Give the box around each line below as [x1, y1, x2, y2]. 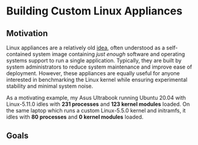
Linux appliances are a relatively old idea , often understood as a [6, 44, 165, 51]
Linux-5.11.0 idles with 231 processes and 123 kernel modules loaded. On [6, 100, 190, 108]
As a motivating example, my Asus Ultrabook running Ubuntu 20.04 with [6, 94, 186, 101]
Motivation [6, 28, 48, 39]
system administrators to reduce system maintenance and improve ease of [6, 63, 192, 70]
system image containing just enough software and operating [32, 51, 185, 58]
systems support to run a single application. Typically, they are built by [6, 57, 182, 64]
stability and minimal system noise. [6, 82, 94, 90]
